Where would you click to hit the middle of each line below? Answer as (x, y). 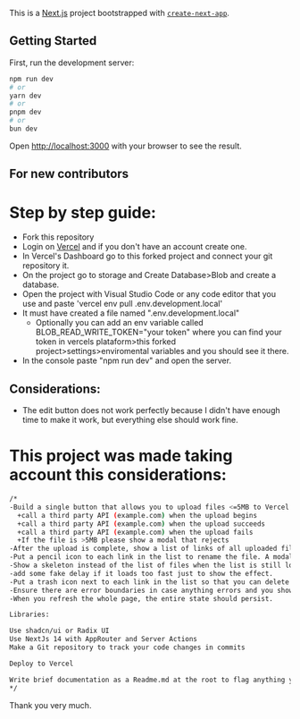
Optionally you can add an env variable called (119, 323)
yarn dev (25, 96)
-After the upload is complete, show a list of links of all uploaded (143, 549)
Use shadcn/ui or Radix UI (59, 631)
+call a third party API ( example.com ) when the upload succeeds (142, 524)
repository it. (46, 266)
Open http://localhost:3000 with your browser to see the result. (126, 146)
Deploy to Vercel (42, 664)
